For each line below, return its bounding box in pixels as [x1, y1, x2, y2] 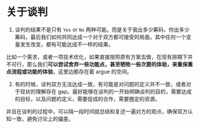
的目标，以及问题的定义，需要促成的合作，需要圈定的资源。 [14, 95, 161, 102]
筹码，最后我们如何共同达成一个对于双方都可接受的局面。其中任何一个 [14, 33, 187, 40]
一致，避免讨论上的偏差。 [11, 115, 74, 122]
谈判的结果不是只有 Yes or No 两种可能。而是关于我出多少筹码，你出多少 [14, 26, 190, 33]
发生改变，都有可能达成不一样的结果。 [20, 41, 114, 48]
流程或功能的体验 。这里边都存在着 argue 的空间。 [11, 68, 132, 75]
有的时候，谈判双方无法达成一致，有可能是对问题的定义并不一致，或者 [14, 80, 187, 87]
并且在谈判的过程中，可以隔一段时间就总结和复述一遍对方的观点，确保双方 [6, 107, 188, 115]
